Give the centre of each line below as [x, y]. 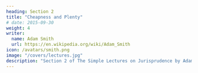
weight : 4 [18, 28]
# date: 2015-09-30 [30, 22]
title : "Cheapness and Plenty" [44, 17]
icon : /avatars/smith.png [38, 50]
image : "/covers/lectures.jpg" [44, 55]
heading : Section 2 [30, 11]
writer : [16, 34]
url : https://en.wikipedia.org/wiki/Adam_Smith [71, 45]
